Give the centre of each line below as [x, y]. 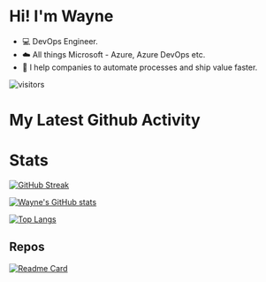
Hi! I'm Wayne [61, 16]
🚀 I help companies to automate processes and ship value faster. [140, 67]
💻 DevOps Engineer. [60, 41]
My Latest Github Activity [105, 120]
